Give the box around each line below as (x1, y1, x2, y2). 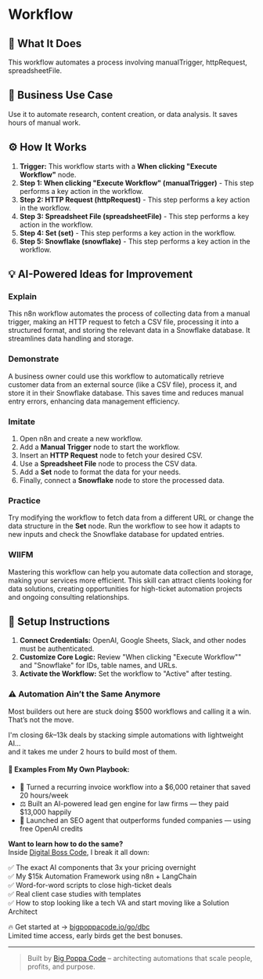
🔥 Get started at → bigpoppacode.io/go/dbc (8, 922, 150, 931)
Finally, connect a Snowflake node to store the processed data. (19, 475, 225, 484)
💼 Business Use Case (8, 89, 113, 102)
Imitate (8, 416, 36, 427)
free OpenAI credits (19, 824, 84, 833)
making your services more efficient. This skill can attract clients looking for (8, 575, 253, 585)
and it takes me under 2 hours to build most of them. (8, 747, 178, 756)
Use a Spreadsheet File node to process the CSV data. (19, 458, 197, 468)
